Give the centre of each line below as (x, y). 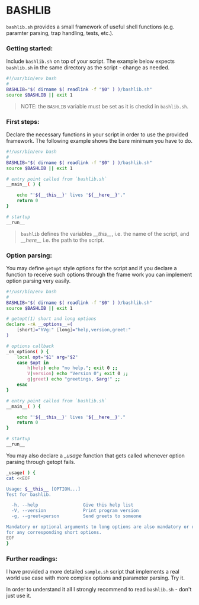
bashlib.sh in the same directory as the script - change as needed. (88, 68)
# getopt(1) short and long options (51, 319)
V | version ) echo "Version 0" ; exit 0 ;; (78, 374)
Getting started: (30, 48)
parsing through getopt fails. (41, 462)
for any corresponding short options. (54, 532)
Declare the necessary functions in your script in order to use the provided (97, 135)
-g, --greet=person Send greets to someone (77, 516)
